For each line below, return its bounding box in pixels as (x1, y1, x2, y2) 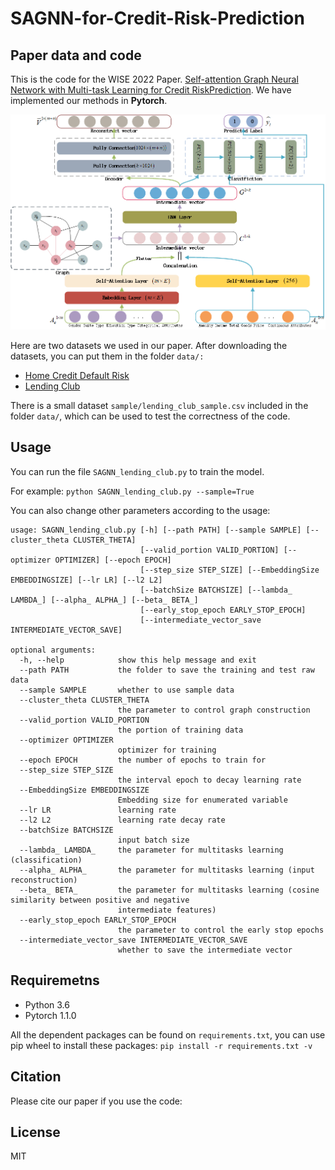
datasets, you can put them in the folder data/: (10, 350, 205, 362)
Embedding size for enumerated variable (117, 795, 288, 805)
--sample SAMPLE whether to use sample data (19, 685, 235, 695)
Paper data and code (10, 47, 142, 64)
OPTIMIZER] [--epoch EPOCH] (54, 555, 172, 565)
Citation (10, 1068, 62, 1086)
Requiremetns (10, 972, 100, 989)
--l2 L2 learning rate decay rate (19, 815, 226, 825)
